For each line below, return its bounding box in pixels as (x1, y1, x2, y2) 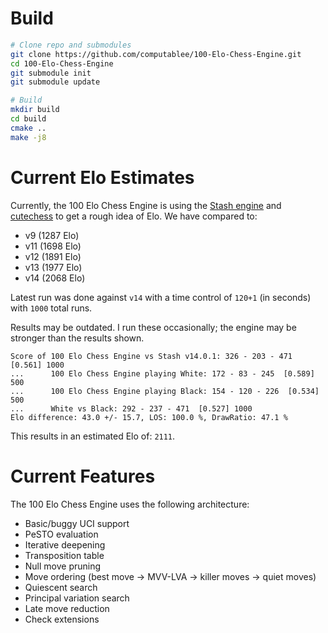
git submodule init (10, 68, 92, 78)
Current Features (10, 465, 156, 487)
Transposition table (24, 549, 105, 561)
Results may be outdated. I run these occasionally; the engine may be (10, 321, 297, 333)
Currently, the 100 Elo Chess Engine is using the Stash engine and (10, 199, 282, 211)
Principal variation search (24, 592, 130, 604)
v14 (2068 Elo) (24, 272, 86, 284)
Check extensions (24, 613, 100, 625)
